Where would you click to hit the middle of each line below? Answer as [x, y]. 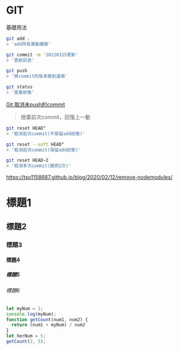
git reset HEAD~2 [27, 161]
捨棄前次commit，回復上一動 [55, 117]
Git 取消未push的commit [36, 104]
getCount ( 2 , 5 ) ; [26, 342]
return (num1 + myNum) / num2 [48, 325]
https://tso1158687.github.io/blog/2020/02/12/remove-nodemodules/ [89, 177]
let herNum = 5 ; [26, 336]
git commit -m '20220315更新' [42, 55]
